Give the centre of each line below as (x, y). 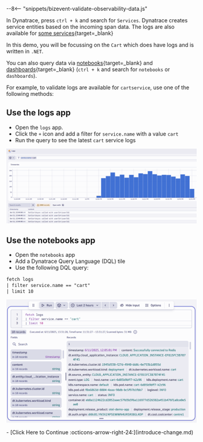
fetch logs (20, 279)
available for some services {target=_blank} (60, 33)
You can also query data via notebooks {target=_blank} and (79, 63)
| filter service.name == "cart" (48, 285)
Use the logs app (39, 113)
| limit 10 (20, 291)
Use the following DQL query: (52, 267)
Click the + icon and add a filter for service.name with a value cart (97, 134)
